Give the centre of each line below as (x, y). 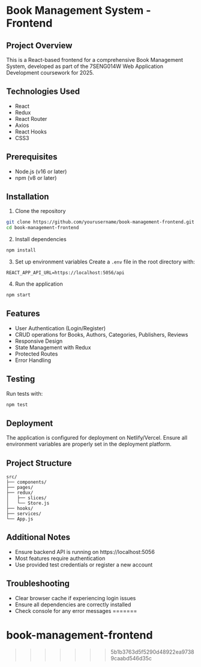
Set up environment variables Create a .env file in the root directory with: (105, 262)
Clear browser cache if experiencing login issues (75, 598)
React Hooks (31, 131)
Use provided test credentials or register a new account (84, 564)
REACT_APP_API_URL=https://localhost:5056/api (65, 273)
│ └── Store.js (28, 503)
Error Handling (33, 360)
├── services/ (24, 514)
